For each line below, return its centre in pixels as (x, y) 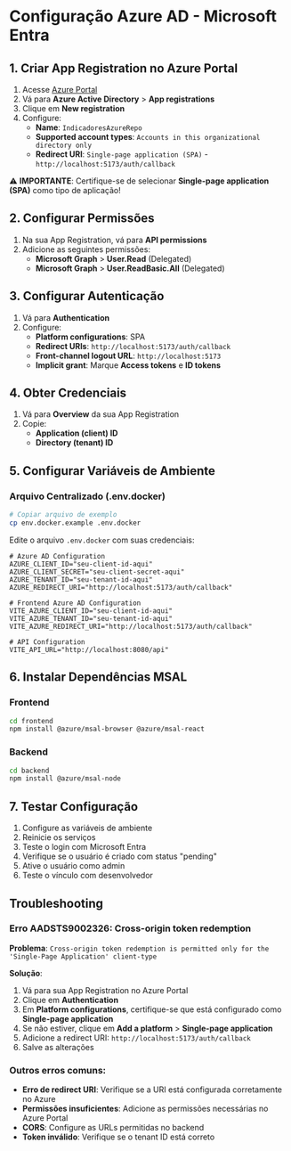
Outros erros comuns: (58, 1070)
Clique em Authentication (70, 1000)
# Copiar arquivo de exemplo (63, 515)
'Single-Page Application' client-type (83, 956)
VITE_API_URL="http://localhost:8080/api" (89, 649)
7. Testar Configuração (74, 807)
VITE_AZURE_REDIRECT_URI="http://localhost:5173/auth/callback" (131, 626)
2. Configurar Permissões (82, 219)
